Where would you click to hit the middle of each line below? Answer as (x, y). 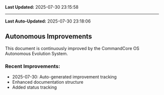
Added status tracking (34, 87)
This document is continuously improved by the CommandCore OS (72, 48)
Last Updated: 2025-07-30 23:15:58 (42, 7)
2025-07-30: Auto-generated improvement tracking (64, 77)
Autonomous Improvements (49, 36)
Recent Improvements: (33, 66)
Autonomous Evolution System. (37, 53)
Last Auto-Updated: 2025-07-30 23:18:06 (48, 21)
